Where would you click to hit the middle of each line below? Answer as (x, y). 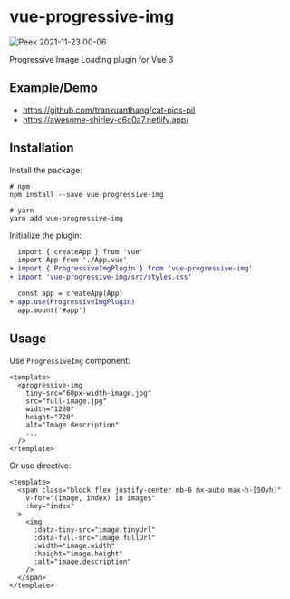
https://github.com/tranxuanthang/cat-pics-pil (109, 110)
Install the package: (46, 170)
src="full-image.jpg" (66, 401)
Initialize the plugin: (46, 235)
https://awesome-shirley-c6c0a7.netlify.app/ (106, 119)
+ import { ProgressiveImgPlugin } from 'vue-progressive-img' (131, 269)
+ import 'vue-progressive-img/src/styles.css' (101, 277)
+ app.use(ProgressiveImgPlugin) (72, 301)
